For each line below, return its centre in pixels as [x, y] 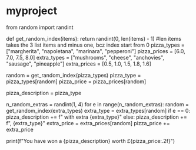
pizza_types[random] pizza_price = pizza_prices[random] [76, 81]
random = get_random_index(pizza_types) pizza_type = [74, 75]
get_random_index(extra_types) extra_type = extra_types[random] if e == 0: [98, 110]
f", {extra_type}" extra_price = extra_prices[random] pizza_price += [88, 123]
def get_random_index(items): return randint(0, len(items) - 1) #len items [94, 38]
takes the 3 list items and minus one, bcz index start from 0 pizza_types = [96, 45]
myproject [32, 11]
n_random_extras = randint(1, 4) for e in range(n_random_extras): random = [98, 104]
